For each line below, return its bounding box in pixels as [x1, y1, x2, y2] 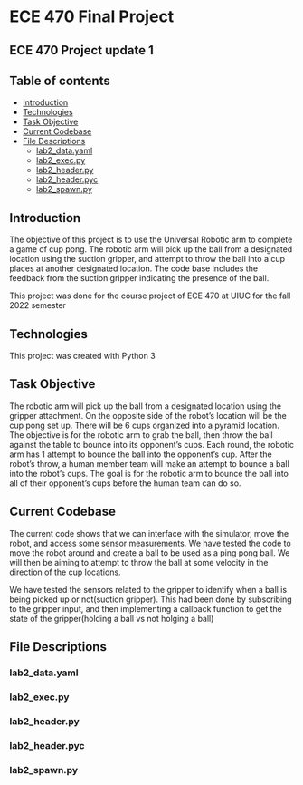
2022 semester [9, 300, 66, 311]
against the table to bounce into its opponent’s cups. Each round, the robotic [9, 439, 295, 450]
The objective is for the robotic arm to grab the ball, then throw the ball [9, 429, 273, 441]
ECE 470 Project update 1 [9, 43, 154, 58]
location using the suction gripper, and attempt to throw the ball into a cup [9, 254, 286, 265]
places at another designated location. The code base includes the [9, 263, 259, 274]
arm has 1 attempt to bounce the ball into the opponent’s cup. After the [9, 449, 273, 460]
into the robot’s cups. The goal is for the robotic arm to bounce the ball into [9, 468, 289, 479]
